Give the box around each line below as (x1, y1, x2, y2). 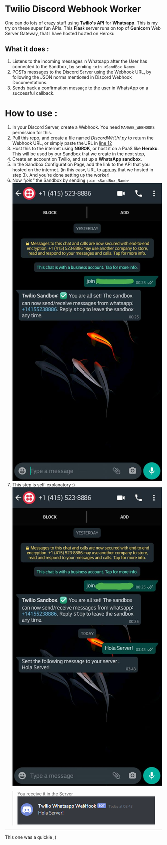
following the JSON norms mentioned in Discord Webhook (12, 74, 132, 80)
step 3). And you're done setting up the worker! (12, 172, 110, 178)
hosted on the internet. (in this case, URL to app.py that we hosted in (12, 166, 153, 173)
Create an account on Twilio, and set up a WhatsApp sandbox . (12, 156, 142, 162)
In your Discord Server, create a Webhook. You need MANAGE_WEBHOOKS (12, 124, 155, 130)
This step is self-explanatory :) (12, 482, 75, 488)
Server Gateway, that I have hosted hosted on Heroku (5, 30, 115, 36)
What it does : (5, 45, 49, 53)
